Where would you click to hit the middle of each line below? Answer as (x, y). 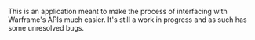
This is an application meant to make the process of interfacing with (118, 11)
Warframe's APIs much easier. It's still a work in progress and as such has (127, 20)
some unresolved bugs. (46, 28)
